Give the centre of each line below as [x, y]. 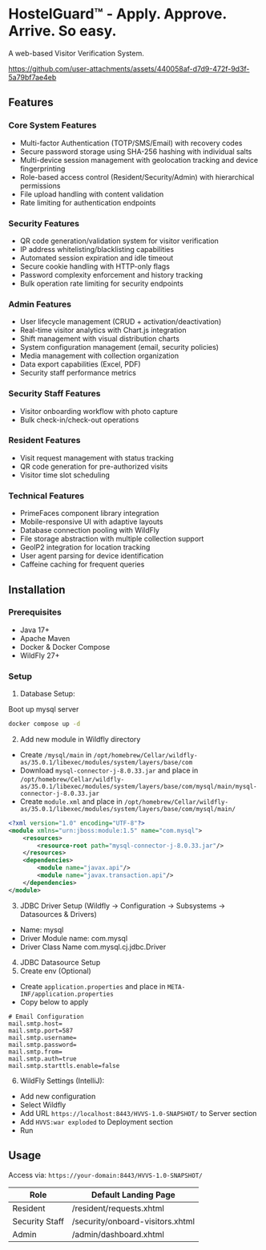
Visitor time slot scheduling [65, 475]
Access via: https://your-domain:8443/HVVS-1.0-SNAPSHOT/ [105, 1175]
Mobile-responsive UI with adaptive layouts [91, 522]
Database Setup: [47, 694]
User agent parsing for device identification [92, 556]
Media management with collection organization [99, 356]
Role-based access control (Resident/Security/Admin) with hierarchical [137, 177]
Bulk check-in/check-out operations [79, 420]
